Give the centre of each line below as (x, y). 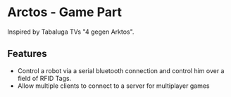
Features (27, 54)
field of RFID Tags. (44, 78)
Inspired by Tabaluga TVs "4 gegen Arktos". (71, 32)
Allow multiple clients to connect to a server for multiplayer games (113, 86)
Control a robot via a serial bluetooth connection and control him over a (121, 70)
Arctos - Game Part (64, 12)
